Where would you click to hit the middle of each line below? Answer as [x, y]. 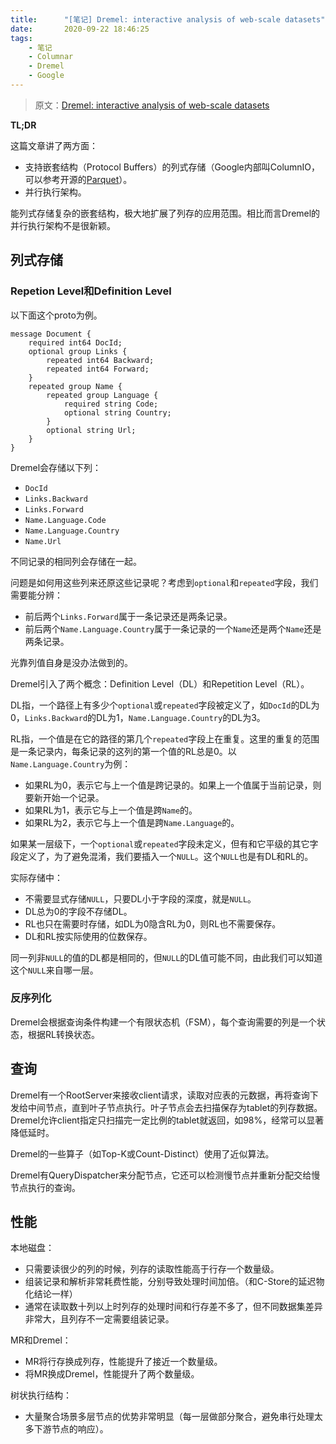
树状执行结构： [41, 1395]
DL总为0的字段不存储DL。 [78, 911]
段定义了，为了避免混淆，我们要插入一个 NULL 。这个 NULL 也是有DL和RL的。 [162, 856]
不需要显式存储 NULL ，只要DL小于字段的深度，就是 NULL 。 [140, 898]
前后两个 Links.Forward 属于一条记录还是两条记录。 [128, 616]
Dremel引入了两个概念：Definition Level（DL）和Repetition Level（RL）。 [160, 683]
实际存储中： [36, 877]
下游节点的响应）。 [71, 1429]
